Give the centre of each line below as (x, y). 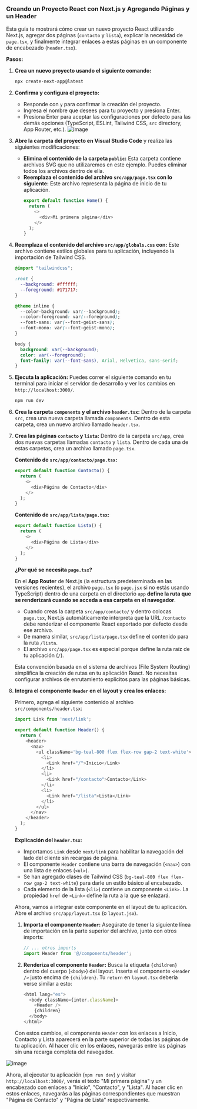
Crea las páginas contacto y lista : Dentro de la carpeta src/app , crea (99, 436)
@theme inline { (34, 306)
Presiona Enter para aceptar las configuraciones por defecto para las (107, 117)
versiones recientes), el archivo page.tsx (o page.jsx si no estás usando (102, 588)
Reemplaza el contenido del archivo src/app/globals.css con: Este (97, 245)
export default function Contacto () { (62, 471)
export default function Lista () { (58, 526)
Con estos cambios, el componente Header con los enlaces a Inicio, (96, 1033)
